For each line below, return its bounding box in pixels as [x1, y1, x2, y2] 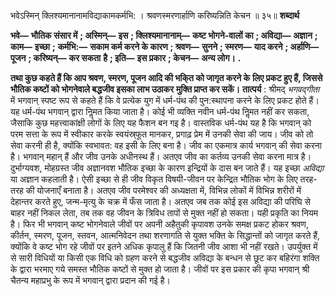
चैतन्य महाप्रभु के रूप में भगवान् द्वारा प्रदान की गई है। [10, 275, 171, 286]
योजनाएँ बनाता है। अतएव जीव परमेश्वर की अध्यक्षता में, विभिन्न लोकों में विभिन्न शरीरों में [36, 185, 302, 196]
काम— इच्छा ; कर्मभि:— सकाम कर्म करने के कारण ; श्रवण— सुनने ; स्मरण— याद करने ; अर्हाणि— [10, 41, 320, 52]
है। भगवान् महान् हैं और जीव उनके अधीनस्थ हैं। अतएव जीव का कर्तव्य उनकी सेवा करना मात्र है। [10, 151, 312, 162]
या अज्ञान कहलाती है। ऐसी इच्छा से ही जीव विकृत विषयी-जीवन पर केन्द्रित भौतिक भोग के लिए [10, 173, 298, 185]
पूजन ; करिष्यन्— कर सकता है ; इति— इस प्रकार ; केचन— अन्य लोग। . [10, 52, 242, 64]
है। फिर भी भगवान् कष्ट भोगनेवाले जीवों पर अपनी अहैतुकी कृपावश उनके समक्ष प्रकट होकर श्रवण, [10, 218, 309, 230]
